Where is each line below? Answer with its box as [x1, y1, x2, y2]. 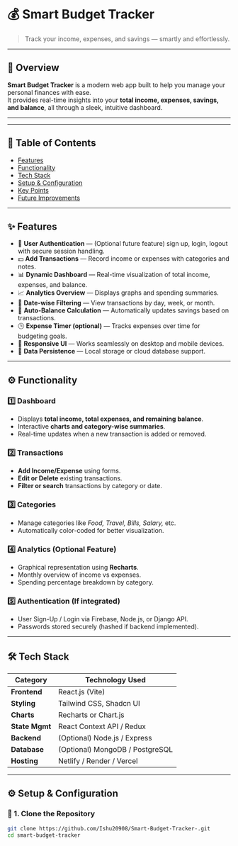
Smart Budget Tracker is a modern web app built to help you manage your [7, 80, 225, 89]
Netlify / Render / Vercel [57, 756, 138, 766]
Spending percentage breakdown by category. [17, 577, 154, 586]
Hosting [11, 756, 38, 766]
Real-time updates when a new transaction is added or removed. [17, 430, 207, 439]
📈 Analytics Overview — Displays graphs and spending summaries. [17, 288, 220, 297]
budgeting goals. [17, 332, 67, 341]
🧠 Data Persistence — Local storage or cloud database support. [17, 347, 205, 356]
